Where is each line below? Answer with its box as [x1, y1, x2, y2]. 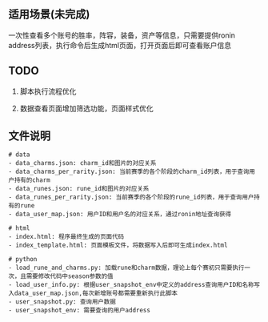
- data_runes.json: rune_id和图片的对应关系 [8, 185, 150, 193]
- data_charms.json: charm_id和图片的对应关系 [8, 159, 157, 167]
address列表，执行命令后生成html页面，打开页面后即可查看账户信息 [8, 40, 232, 50]
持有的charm [14, 176, 50, 184]
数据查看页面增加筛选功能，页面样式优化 [19, 103, 154, 113]
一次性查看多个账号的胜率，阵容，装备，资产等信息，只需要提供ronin [8, 30, 236, 40]
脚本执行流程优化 [19, 87, 77, 96]
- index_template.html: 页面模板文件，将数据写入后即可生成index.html [8, 241, 228, 250]
